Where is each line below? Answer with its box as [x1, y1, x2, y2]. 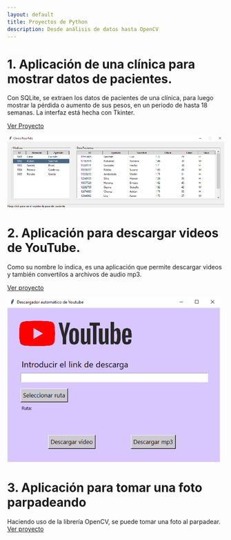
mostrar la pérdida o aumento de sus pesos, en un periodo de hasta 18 [7, 101, 208, 110]
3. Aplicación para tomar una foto [7, 480, 203, 496]
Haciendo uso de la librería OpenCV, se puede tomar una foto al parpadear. [7, 517, 221, 525]
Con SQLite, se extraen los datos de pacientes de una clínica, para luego [7, 94, 214, 102]
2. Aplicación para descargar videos [7, 225, 219, 241]
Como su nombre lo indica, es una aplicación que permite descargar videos [7, 262, 222, 271]
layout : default [7, 11, 54, 18]
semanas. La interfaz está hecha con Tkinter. [7, 108, 135, 117]
